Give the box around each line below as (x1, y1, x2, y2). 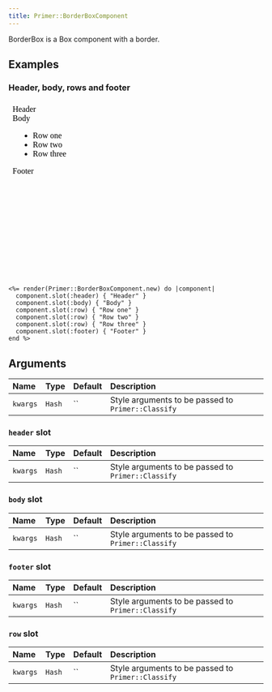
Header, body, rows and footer (8, 82, 131, 93)
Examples (8, 58, 59, 71)
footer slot (8, 561, 51, 572)
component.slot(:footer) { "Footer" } (15, 328, 147, 336)
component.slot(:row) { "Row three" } (15, 320, 147, 329)
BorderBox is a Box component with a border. (8, 34, 160, 44)
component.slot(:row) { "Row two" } (15, 313, 139, 321)
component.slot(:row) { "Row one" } (15, 306, 139, 315)
